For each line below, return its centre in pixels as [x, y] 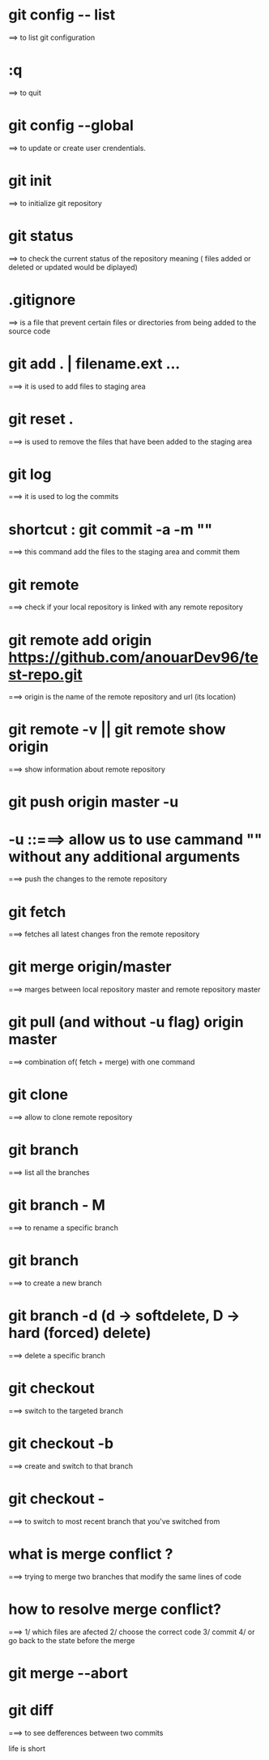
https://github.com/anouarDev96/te [134, 657]
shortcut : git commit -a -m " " [111, 529]
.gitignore [42, 300]
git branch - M [57, 1205]
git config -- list [62, 15]
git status [41, 236]
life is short [27, 1748]
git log [30, 474]
